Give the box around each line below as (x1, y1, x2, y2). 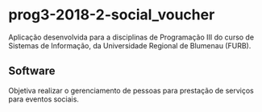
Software (8, 64, 56, 78)
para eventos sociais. (8, 94, 79, 104)
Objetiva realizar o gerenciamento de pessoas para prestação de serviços (8, 85, 254, 95)
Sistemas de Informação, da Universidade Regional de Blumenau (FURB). (8, 40, 252, 50)
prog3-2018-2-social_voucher (8, 6, 215, 24)
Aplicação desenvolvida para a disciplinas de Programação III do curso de (8, 32, 255, 42)
